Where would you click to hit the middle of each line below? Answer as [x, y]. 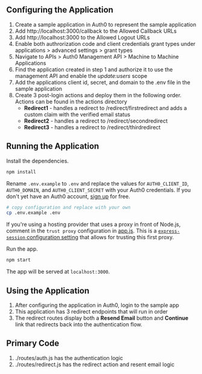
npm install [21, 172]
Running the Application [53, 147]
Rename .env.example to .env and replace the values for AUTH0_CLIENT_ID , [98, 183]
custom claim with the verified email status [77, 114]
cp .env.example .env [33, 213]
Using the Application [48, 290]
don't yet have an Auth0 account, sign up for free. [68, 196]
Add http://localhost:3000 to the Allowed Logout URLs [82, 37]
